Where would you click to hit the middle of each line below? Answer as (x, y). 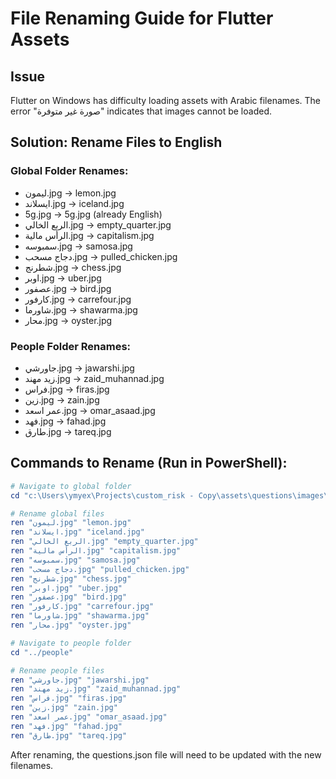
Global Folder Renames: (69, 171)
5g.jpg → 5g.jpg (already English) (93, 214)
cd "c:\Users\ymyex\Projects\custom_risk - (102, 495)
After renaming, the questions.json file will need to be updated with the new (166, 754)
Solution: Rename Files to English (116, 142)
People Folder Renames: (71, 346)
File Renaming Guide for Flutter (142, 18)
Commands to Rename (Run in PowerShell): (149, 463)
